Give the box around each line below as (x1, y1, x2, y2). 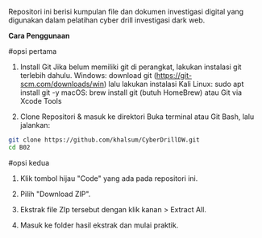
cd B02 (8, 143, 31, 151)
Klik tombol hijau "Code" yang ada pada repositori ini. (19, 173, 198, 183)
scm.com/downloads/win (19, 80, 105, 88)
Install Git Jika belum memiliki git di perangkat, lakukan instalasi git (19, 62, 242, 72)
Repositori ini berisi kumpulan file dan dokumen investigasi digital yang (8, 7, 244, 16)
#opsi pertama (8, 47, 57, 55)
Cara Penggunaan (8, 31, 70, 40)
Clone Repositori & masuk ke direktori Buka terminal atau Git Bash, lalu (19, 112, 255, 121)
